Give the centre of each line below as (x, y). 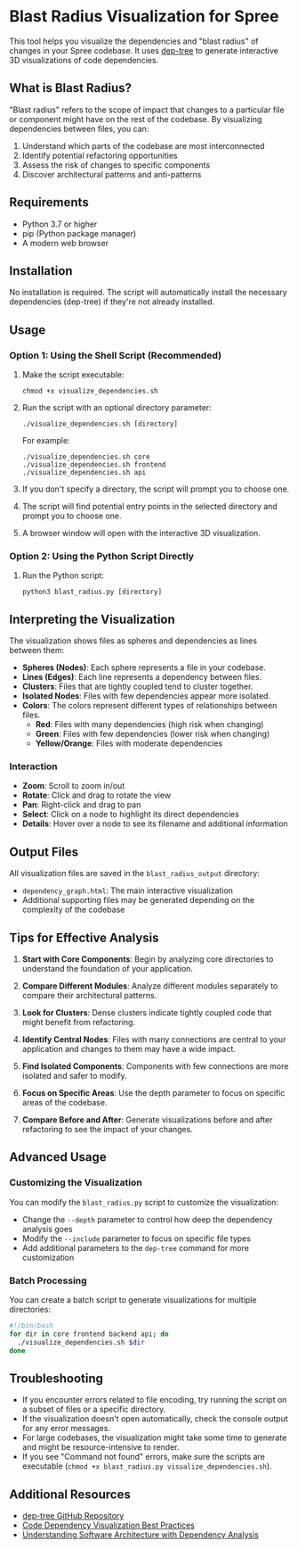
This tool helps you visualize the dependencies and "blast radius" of (134, 41)
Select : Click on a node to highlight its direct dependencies (131, 815)
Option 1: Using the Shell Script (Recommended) (116, 355)
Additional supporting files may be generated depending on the (138, 900)
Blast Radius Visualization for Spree (144, 17)
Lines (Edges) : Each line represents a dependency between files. (142, 677)
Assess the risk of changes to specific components (116, 165)
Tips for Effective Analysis (84, 937)
